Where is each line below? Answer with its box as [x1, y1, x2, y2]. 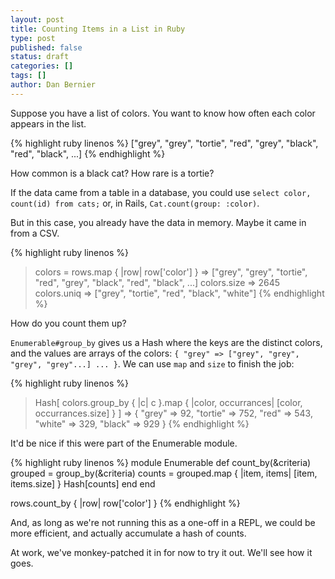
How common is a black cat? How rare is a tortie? [10, 167, 215, 179]
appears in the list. [10, 117, 87, 130]
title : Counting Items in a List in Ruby [10, 24, 186, 34]
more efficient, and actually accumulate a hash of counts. [10, 527, 247, 539]
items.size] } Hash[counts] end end [10, 477, 156, 490]
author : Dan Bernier [10, 80, 97, 90]
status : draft [10, 52, 70, 62]
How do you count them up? [10, 317, 127, 329]
